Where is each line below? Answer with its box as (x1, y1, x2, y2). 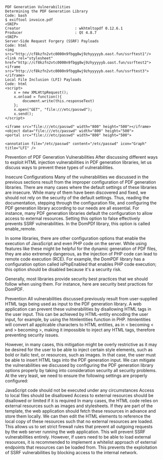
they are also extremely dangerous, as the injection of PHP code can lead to (5, 251, 158, 256)
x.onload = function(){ (14, 94, 62, 99)
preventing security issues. (5, 332, 59, 338)
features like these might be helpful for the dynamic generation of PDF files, (5, 246, 157, 251)
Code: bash (5, 13, 27, 18)
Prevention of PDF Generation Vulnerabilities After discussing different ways (5, 154, 158, 160)
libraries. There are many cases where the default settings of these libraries (5, 185, 157, 190)
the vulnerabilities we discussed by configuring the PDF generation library (5, 362, 154, 368)
